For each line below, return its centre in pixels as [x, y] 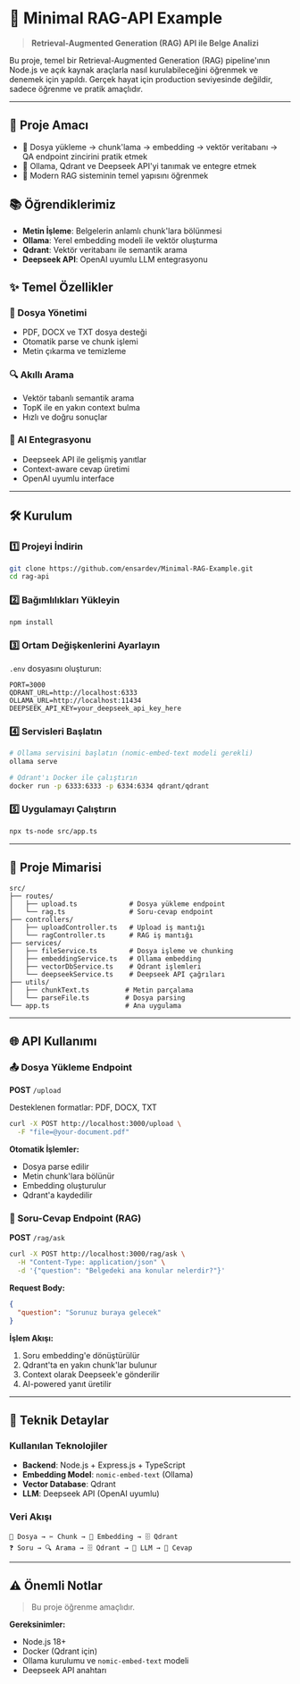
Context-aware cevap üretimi [76, 469]
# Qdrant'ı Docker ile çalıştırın [74, 777]
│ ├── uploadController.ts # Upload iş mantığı [107, 927]
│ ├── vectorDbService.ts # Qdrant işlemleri [105, 966]
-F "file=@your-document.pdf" [73, 1132]
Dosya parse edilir [55, 1166]
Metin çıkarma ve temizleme [74, 351]
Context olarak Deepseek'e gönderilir [91, 1374]
